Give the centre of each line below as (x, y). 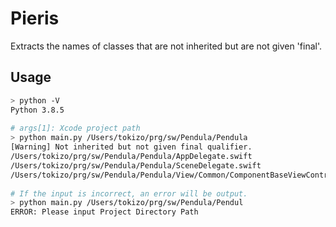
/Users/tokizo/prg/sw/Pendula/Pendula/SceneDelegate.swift (136, 165)
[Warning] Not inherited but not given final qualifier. (131, 147)
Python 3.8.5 (37, 110)
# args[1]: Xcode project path (75, 128)
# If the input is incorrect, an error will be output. (129, 193)
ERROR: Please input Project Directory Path (104, 212)
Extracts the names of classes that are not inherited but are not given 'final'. (166, 46)
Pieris (35, 18)
